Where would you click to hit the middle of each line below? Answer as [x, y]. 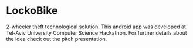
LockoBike [32, 11]
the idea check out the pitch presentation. [57, 39]
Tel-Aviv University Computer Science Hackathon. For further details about [97, 32]
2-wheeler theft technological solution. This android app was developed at [96, 27]
